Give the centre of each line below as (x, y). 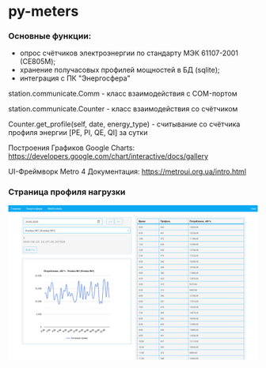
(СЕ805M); (38, 62)
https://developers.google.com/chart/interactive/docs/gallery (108, 156)
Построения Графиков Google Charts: (72, 148)
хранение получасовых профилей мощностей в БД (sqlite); (120, 70)
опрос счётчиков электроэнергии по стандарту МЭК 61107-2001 (129, 53)
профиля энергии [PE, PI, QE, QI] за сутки (78, 133)
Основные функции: (50, 36)
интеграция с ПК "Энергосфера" (75, 78)
